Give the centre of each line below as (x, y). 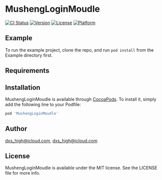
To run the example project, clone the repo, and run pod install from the (80, 50)
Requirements (27, 71)
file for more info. (23, 173)
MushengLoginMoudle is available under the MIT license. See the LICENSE (81, 168)
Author (16, 129)
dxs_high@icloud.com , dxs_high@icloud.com (51, 141)
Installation (23, 87)
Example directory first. (29, 55)
